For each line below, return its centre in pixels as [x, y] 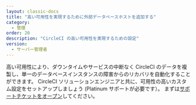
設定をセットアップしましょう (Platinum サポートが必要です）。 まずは [95, 89]
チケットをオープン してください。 [57, 96]
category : [18, 22]
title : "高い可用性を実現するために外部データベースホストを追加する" [81, 17]
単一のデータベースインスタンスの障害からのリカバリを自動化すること [106, 74]
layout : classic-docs [33, 11]
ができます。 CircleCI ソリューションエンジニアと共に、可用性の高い [89, 81]
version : [17, 44]
